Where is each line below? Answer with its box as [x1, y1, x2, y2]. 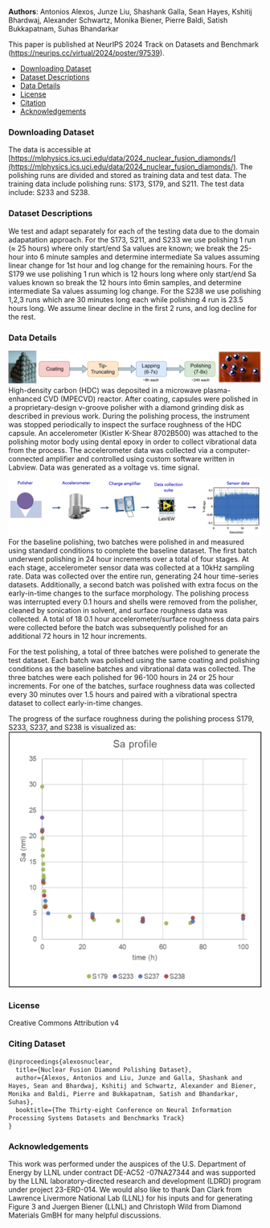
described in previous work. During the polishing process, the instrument [8, 411, 251, 421]
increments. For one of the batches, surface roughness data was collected [8, 681, 256, 691]
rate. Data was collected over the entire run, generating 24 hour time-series [8, 571, 259, 581]
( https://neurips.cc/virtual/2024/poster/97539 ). [8, 48, 165, 57]
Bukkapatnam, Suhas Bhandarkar [8, 24, 119, 33]
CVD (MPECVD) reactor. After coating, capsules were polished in [43, 394, 259, 404]
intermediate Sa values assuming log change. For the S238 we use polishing [8, 286, 261, 296]
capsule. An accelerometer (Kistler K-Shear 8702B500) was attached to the [8, 428, 259, 438]
